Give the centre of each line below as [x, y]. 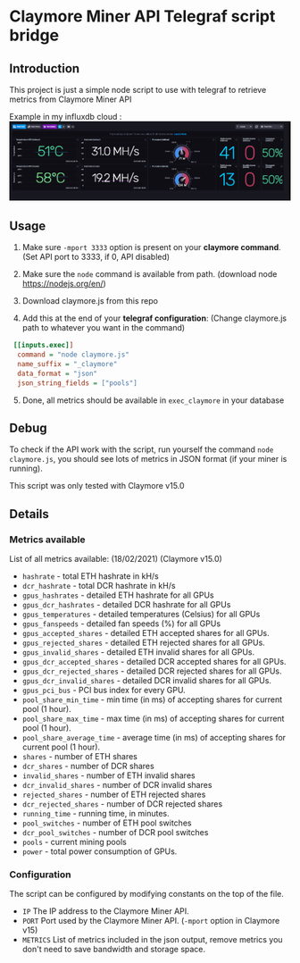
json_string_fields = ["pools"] [78, 383]
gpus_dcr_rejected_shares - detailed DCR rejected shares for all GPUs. [152, 671]
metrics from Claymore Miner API [71, 99]
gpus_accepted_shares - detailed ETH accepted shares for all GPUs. [146, 633]
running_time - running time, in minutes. [96, 814]
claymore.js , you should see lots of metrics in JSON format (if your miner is [148, 459]
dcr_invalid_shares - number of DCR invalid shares [117, 785]
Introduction [45, 68]
